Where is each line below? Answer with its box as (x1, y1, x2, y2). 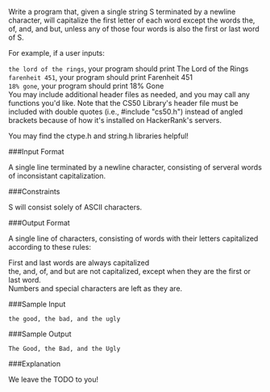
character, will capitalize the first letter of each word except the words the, (8, 15, 255, 25)
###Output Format (8, 218, 70, 227)
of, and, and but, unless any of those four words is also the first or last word (8, 24, 260, 33)
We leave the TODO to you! (8, 375, 99, 384)
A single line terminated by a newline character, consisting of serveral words (8, 162, 262, 172)
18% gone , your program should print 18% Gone (8, 81, 164, 91)
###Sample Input (8, 299, 66, 309)
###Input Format (8, 147, 64, 156)
